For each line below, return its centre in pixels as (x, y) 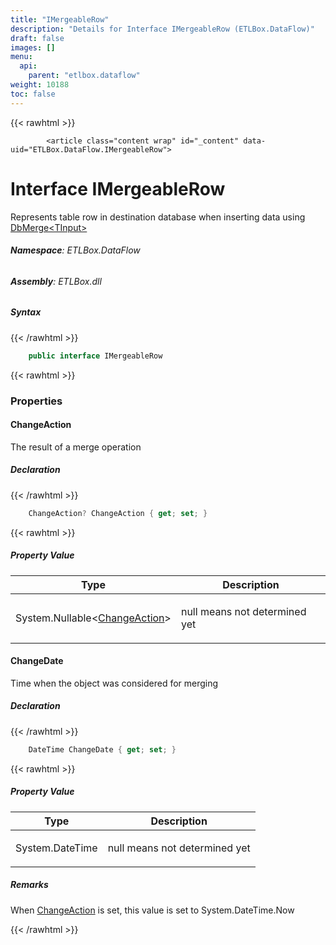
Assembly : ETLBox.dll (56, 281)
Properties (36, 401)
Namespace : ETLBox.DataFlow (75, 250)
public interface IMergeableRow (95, 356)
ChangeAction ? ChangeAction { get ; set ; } (118, 513)
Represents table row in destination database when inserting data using (158, 217)
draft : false (37, 38)
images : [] (33, 47)
